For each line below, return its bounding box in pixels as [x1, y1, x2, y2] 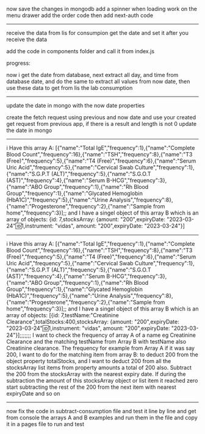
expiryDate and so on [6, 390, 60, 397]
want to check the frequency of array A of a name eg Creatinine [35, 331, 196, 339]
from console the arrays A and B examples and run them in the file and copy [6, 414, 198, 421]
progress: [6, 59, 31, 67]
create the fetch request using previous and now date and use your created [6, 114, 196, 121]
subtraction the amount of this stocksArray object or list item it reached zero [6, 377, 198, 384]
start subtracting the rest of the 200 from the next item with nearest [6, 383, 177, 391]
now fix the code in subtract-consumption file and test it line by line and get [6, 408, 196, 414]
